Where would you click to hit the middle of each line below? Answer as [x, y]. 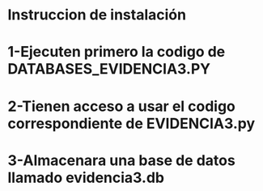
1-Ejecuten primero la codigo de [117, 52]
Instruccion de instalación [97, 15]
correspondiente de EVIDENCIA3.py [131, 123]
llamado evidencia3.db [86, 178]
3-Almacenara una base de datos [121, 160]
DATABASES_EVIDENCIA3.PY [109, 69]
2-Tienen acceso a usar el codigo [122, 106]
